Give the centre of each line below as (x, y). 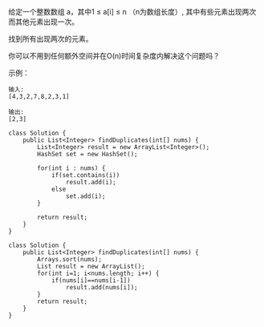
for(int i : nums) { (71, 168)
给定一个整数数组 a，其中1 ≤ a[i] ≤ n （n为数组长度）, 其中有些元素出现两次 (132, 12)
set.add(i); (85, 196)
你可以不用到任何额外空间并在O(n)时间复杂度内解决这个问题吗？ (114, 56)
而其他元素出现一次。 (43, 22)
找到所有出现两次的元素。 (51, 39)
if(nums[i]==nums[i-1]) (91, 281)
